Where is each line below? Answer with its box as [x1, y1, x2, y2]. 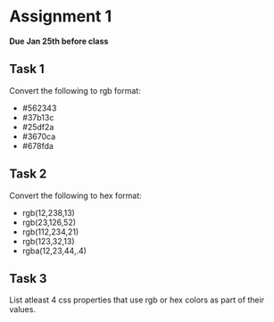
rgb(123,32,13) [21, 235, 75, 246]
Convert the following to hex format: [9, 190, 143, 201]
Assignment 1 [9, 6, 112, 27]
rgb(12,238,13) [21, 207, 76, 218]
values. [9, 304, 36, 315]
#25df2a [21, 121, 54, 132]
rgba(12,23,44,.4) [21, 245, 87, 256]
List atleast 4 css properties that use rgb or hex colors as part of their [9, 294, 265, 305]
